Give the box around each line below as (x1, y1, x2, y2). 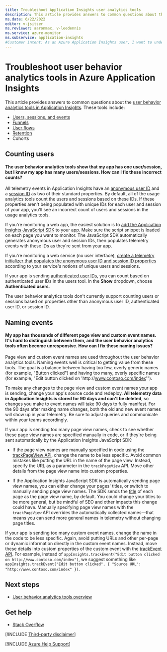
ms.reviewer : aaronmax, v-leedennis (5, 26, 81, 31)
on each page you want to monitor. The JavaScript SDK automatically (5, 232, 148, 238)
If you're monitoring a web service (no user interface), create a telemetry (5, 253, 155, 259)
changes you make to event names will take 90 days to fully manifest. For (5, 401, 156, 407)
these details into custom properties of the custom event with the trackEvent (5, 546, 162, 552)
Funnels (12, 119, 29, 125)
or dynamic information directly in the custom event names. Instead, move (5, 540, 158, 546)
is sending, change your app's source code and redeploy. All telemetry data (5, 390, 162, 396)
